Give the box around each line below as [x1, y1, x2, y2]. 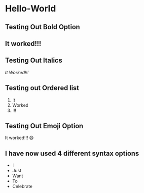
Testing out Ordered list [5, 84, 79, 92]
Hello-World [5, 3, 56, 14]
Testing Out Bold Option [5, 23, 80, 31]
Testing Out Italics [5, 56, 63, 65]
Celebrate [12, 184, 33, 190]
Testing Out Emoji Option [5, 122, 84, 130]
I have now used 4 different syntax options [5, 149, 139, 157]
